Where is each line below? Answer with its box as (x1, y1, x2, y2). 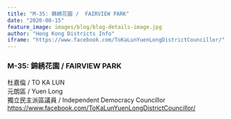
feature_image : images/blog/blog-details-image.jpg (7, 23, 162, 30)
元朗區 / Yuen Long (7, 87, 63, 96)
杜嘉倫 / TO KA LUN (7, 78, 65, 87)
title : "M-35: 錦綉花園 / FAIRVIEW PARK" (7, 10, 130, 18)
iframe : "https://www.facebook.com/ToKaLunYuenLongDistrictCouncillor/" (7, 37, 225, 44)
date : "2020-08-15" (7, 17, 65, 24)
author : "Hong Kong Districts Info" (7, 30, 115, 37)
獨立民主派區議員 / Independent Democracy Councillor (7, 96, 166, 104)
